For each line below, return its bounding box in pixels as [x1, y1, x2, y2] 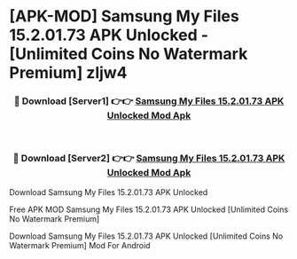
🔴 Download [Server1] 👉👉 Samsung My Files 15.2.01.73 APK [13, 95, 285, 107]
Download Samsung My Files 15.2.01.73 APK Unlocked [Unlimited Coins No [9, 231, 284, 241]
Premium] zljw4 [9, 63, 128, 83]
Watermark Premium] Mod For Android [9, 239, 151, 250]
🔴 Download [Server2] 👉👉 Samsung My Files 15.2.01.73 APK [12, 153, 285, 165]
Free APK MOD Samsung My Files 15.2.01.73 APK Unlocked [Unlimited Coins [9, 204, 289, 215]
